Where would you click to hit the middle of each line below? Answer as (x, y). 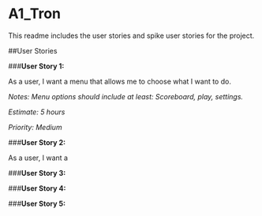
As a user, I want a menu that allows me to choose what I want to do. (120, 81)
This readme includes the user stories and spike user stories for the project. (131, 35)
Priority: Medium (35, 127)
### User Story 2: (37, 142)
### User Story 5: (37, 203)
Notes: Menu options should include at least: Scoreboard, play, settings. (125, 96)
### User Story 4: (37, 188)
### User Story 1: (36, 66)
